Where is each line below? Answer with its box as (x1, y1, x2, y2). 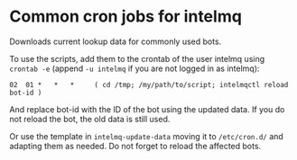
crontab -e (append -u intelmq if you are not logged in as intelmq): (9, 63, 260, 74)
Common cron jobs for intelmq (9, 6, 242, 27)
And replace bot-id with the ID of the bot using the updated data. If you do (9, 103, 285, 114)
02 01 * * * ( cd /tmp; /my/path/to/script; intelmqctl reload (9, 80, 289, 89)
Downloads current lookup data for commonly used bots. (9, 36, 222, 47)
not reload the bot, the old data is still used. (9, 113, 171, 124)
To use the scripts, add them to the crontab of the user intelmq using (9, 53, 265, 64)
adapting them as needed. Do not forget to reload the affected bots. (9, 140, 262, 151)
